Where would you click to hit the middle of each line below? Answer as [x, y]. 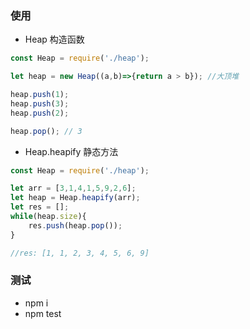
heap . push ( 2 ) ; [40, 113]
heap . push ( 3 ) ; [40, 103]
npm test [43, 313]
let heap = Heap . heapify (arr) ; [75, 198]
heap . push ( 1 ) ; [40, 95]
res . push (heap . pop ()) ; [75, 225]
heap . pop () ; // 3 [46, 131]
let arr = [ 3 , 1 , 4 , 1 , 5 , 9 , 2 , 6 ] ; [73, 188]
